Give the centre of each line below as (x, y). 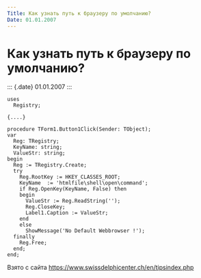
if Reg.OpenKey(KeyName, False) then (73, 189)
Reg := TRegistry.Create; (50, 165)
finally (24, 237)
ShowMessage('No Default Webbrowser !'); (85, 231)
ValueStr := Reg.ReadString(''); (73, 201)
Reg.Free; (33, 243)
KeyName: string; (38, 148)
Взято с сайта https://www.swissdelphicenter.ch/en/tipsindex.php (100, 268)
